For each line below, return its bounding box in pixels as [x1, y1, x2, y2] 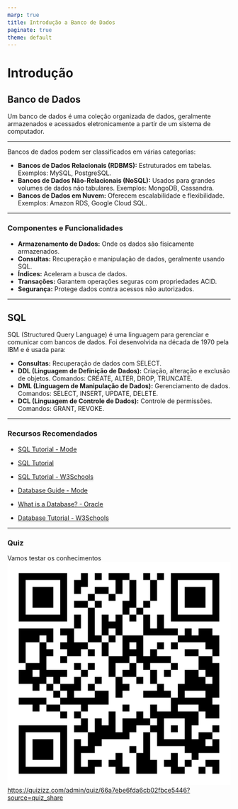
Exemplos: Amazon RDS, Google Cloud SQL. [17, 199, 147, 208]
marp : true [7, 11, 40, 18]
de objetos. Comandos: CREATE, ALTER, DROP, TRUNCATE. [17, 374, 193, 383]
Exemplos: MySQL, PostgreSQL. [17, 169, 112, 177]
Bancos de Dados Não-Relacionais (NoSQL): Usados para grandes [17, 176, 215, 185]
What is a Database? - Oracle [17, 499, 104, 508]
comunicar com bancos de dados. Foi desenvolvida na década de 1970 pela [7, 338, 229, 346]
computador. [7, 128, 45, 136]
